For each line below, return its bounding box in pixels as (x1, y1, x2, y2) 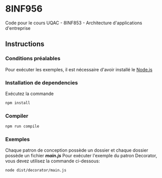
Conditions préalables (5, 55, 61, 62)
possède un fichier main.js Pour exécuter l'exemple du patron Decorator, (5, 153, 157, 159)
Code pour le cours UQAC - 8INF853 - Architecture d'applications (5, 20, 142, 26)
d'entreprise (5, 25, 31, 31)
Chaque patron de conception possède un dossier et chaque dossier (5, 147, 148, 153)
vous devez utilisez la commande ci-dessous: (5, 158, 100, 164)
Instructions (5, 40, 44, 49)
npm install (5, 100, 30, 105)
